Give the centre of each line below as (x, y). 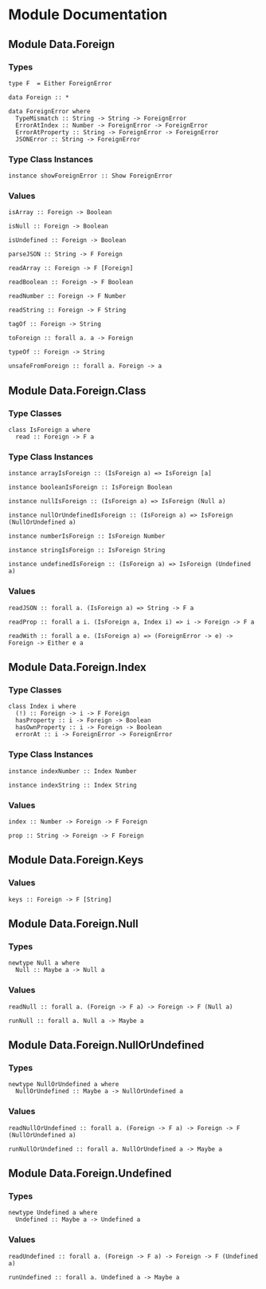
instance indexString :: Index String (72, 785)
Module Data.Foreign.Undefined (90, 1174)
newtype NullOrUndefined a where (64, 1085)
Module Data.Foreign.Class (77, 390)
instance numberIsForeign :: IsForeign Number (87, 537)
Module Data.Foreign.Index (77, 667)
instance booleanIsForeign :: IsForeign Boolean (90, 488)
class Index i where (43, 707)
